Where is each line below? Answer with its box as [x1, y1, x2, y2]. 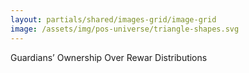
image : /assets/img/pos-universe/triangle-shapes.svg [10, 24, 240, 34]
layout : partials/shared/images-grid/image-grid [10, 14, 217, 25]
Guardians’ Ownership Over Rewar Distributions [10, 51, 208, 63]
